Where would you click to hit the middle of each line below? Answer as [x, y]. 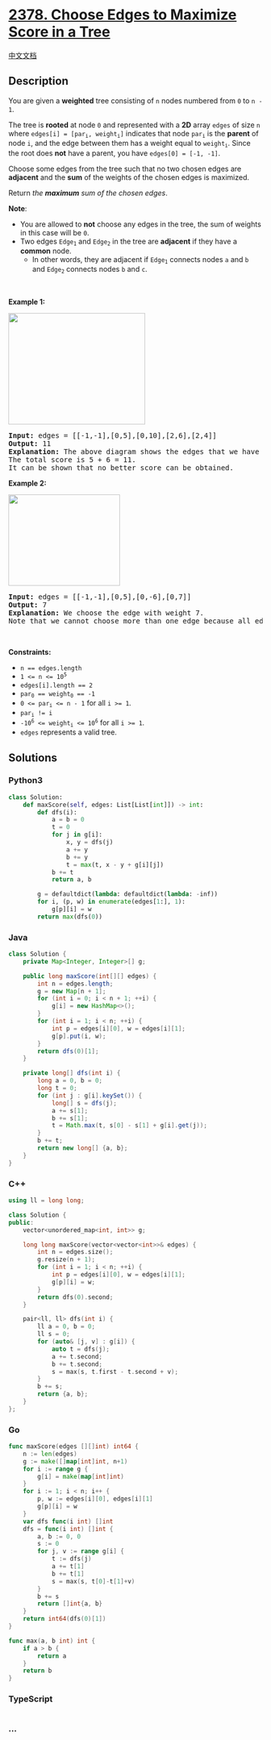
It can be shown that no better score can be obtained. [121, 468]
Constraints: [30, 651]
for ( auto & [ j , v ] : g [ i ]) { [86, 1342]
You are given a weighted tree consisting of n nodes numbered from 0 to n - [135, 100]
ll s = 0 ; [54, 1334]
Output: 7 [27, 605]
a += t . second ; [77, 1356]
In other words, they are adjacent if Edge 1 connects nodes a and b [140, 260]
